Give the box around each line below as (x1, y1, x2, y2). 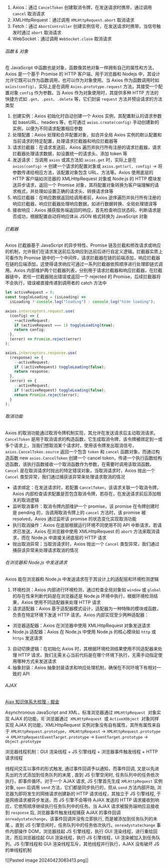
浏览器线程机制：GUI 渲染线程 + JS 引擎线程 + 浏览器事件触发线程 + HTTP (5, 749, 158, 755)
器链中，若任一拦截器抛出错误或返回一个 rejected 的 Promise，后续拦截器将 (5, 274, 161, 280)
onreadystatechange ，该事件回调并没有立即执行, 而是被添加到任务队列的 (5, 816, 153, 822)
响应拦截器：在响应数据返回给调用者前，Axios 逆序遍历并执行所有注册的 (12, 195, 161, 201)
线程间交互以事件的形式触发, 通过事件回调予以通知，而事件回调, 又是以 (5, 766, 150, 772)
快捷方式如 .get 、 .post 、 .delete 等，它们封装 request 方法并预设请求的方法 (5, 96, 162, 102)
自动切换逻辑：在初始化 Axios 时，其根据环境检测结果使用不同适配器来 (12, 646, 158, 652)
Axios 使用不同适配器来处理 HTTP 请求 (21, 599, 101, 605)
